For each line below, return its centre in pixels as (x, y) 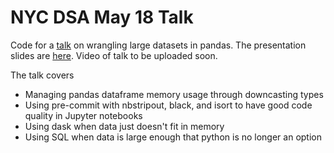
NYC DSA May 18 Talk (102, 17)
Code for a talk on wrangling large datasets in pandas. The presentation (158, 45)
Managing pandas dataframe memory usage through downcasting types (174, 94)
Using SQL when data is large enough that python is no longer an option (173, 137)
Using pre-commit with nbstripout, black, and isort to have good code (168, 105)
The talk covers (42, 75)
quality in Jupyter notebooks (83, 115)
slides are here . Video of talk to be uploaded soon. (114, 55)
